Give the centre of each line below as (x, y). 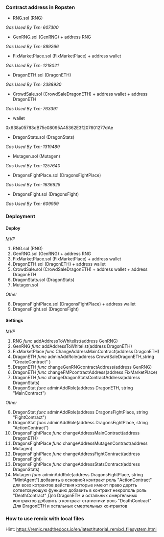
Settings (14, 321)
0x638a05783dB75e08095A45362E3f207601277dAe (59, 128)
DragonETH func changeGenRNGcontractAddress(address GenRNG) (82, 367)
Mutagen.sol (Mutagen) (36, 156)
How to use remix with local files (45, 518)
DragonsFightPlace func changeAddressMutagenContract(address (80, 443)
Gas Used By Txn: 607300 (32, 27)
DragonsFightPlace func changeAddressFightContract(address (76, 454)
